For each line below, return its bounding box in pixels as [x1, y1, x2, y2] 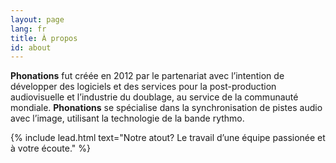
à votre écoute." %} [10, 142, 92, 155]
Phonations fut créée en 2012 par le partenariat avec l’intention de [10, 70, 285, 82]
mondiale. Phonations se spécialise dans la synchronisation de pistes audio [10, 102, 323, 114]
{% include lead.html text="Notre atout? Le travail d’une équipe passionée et [10, 132, 326, 144]
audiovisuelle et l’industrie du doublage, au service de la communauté [10, 91, 299, 103]
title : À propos [10, 33, 78, 43]
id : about [10, 42, 52, 53]
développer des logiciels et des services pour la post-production [10, 81, 277, 93]
